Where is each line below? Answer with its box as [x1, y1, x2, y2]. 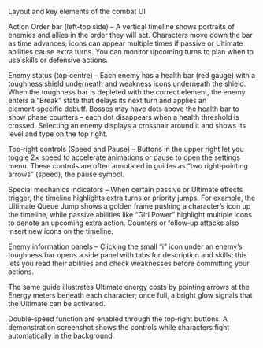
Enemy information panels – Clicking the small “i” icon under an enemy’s [8, 242, 243, 251]
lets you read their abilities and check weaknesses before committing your [8, 259, 250, 268]
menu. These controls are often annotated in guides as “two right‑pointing [8, 161, 248, 170]
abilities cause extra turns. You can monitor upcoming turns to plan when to [8, 47, 254, 56]
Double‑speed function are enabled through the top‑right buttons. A [8, 314, 228, 324]
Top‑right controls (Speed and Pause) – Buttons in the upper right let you [8, 145, 244, 154]
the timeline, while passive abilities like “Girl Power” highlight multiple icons [8, 210, 253, 219]
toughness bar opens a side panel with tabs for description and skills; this [8, 250, 247, 259]
